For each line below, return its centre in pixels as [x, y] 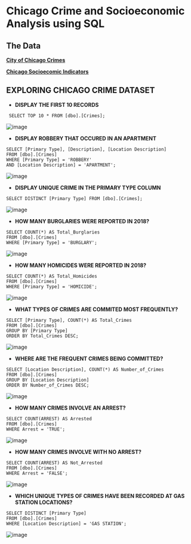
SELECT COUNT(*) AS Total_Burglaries [53, 232]
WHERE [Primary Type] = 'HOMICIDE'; [52, 287]
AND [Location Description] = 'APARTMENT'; [61, 165]
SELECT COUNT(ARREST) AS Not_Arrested [54, 463]
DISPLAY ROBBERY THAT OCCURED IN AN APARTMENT [86, 138]
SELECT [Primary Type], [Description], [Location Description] [87, 149]
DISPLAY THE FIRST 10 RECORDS [57, 105]
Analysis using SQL [56, 24]
